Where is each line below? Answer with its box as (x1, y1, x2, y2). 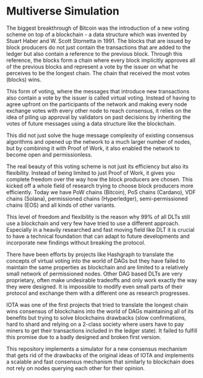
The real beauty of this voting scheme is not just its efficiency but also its (6, 163, 189, 170)
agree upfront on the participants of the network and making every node (6, 100, 187, 107)
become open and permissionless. (6, 150, 93, 158)
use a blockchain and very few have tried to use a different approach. (6, 220, 180, 227)
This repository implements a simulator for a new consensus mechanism (6, 345, 187, 353)
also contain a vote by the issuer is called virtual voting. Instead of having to (6, 94, 196, 101)
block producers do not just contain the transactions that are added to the (6, 44, 191, 51)
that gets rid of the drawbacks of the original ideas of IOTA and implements (6, 351, 194, 359)
